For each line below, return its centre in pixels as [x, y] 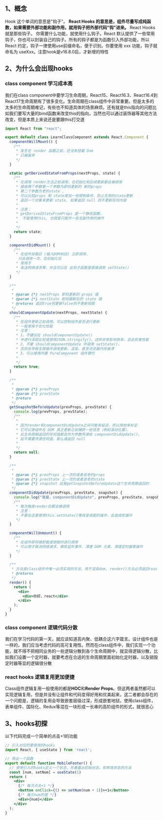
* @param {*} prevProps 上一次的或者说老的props [58, 475]
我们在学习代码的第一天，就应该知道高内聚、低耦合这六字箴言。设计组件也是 [81, 639]
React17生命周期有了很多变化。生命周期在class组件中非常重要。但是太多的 [80, 101]
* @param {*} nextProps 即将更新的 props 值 [55, 295]
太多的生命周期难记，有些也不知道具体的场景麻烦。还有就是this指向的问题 [79, 107]
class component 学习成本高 [39, 84]
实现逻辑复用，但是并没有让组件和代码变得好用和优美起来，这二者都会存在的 [81, 695]
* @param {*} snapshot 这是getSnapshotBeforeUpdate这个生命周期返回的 [80, 484]
